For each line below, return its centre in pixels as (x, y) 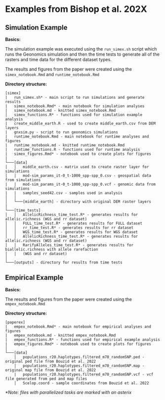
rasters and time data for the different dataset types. (59, 60)
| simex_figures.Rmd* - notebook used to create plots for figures (78, 154)
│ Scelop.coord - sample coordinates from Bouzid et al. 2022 (82, 383)
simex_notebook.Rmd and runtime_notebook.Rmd (52, 74)
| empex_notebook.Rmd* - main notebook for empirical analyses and (78, 327)
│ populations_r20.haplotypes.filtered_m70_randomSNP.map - (79, 366)
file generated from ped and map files (46, 379)
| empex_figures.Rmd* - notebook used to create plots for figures (78, 344)
